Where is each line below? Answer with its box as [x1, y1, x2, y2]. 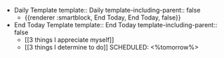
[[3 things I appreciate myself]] [24, 36, 114, 44]
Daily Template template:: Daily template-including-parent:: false [13, 6, 201, 14]
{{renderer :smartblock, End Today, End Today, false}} [24, 13, 181, 22]
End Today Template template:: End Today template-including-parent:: [13, 21, 218, 29]
